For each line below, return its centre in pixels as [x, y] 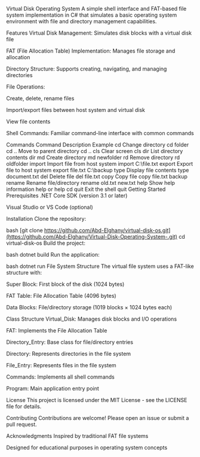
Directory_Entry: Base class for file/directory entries [70, 342]
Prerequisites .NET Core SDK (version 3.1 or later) [67, 196]
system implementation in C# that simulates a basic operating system [92, 15]
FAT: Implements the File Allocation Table [57, 330]
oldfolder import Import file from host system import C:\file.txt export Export [100, 164]
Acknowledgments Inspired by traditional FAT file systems [77, 436]
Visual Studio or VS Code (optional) [50, 207]
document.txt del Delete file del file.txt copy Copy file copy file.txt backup [97, 176]
